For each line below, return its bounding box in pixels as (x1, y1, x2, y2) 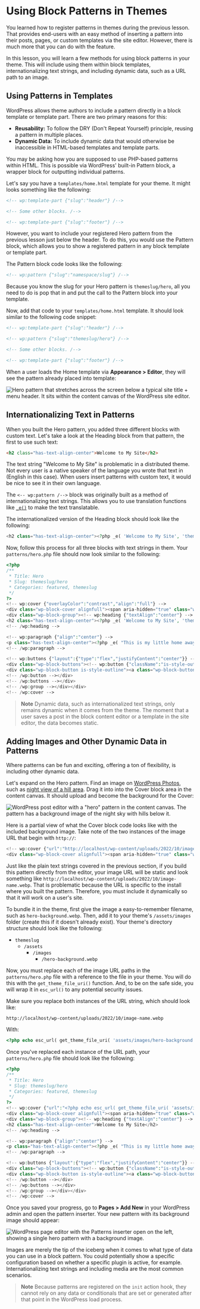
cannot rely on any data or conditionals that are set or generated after (20, 1289, 192, 1297)
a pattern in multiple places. (14, 131, 83, 138)
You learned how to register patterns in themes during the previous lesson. (6, 24, 190, 31)
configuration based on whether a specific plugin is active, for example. (6, 1259, 182, 1266)
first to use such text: (6, 438, 58, 446)
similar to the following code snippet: (6, 314, 97, 321)
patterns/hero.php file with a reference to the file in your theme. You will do (6, 973, 192, 980)
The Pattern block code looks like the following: (6, 260, 123, 268)
